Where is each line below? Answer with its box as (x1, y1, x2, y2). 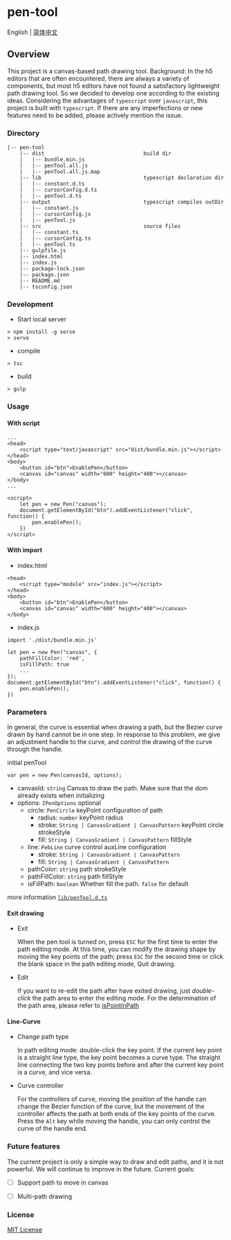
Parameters (7, 707, 47, 717)
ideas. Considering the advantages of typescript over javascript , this (7, 96, 207, 105)
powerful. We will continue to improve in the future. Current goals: (7, 1164, 196, 1173)
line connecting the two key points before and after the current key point (17, 1061, 224, 1069)
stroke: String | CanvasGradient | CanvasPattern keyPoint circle (37, 820, 224, 829)
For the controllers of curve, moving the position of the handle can (17, 1095, 207, 1104)
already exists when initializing (17, 791, 105, 799)
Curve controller (17, 1081, 64, 1090)
